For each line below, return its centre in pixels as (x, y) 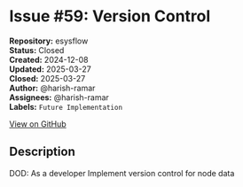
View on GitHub (38, 124)
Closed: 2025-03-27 (47, 78)
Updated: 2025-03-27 (50, 69)
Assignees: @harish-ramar (59, 97)
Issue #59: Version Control (110, 16)
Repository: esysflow (49, 41)
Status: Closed (37, 50)
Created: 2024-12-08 (49, 59)
